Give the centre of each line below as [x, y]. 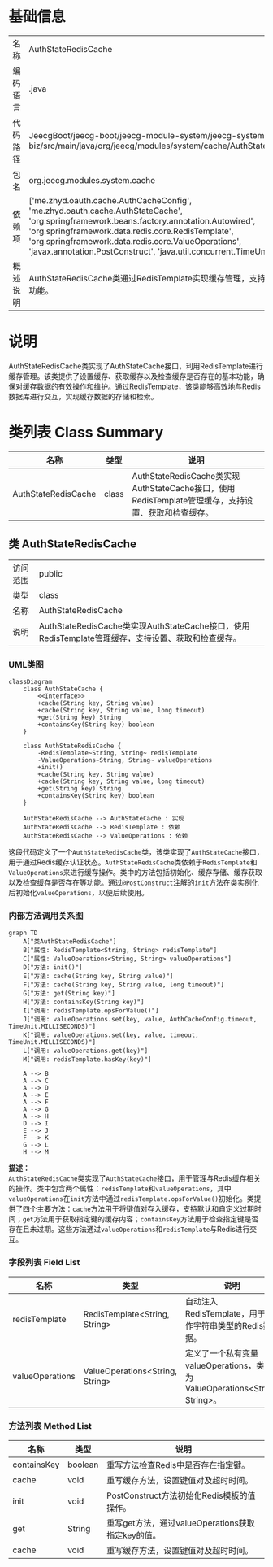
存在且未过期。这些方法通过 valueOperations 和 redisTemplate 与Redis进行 [129, 1230]
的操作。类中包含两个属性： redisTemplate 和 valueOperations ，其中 [120, 1189]
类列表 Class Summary [86, 433]
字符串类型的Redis [228, 1325]
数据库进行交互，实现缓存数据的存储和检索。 [83, 396]
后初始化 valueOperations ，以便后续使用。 [78, 892]
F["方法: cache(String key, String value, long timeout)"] [124, 985]
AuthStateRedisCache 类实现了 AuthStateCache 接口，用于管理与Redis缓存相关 [135, 1178]
